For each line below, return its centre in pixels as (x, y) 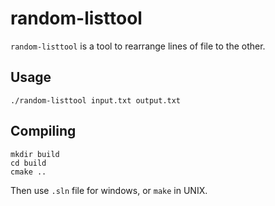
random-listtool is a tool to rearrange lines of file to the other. (138, 46)
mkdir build (35, 154)
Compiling (43, 131)
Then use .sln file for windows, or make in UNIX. (109, 190)
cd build (28, 163)
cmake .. (28, 172)
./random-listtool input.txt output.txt (96, 100)
